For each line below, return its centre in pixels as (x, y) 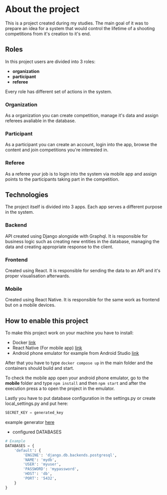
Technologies (27, 195)
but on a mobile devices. (30, 305)
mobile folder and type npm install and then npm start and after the (76, 383)
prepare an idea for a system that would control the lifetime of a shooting (80, 28)
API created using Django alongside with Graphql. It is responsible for (77, 236)
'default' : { (28, 450)
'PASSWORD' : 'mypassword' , (51, 469)
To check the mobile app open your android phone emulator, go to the (77, 378)
